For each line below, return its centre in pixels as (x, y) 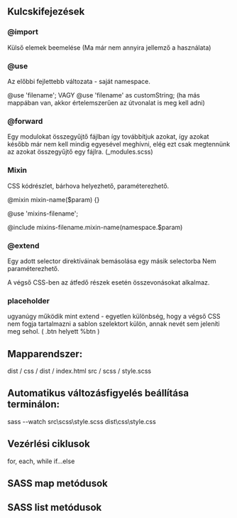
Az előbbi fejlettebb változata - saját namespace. (79, 81)
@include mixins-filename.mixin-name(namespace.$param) (95, 227)
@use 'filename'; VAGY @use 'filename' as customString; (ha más (104, 95)
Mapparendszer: (45, 354)
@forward (25, 121)
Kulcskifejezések (46, 12)
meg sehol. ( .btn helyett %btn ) (54, 332)
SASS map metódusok (58, 483)
